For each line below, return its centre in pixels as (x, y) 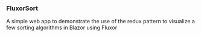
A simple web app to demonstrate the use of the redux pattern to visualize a (101, 21)
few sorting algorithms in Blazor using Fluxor (62, 27)
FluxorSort (22, 8)
